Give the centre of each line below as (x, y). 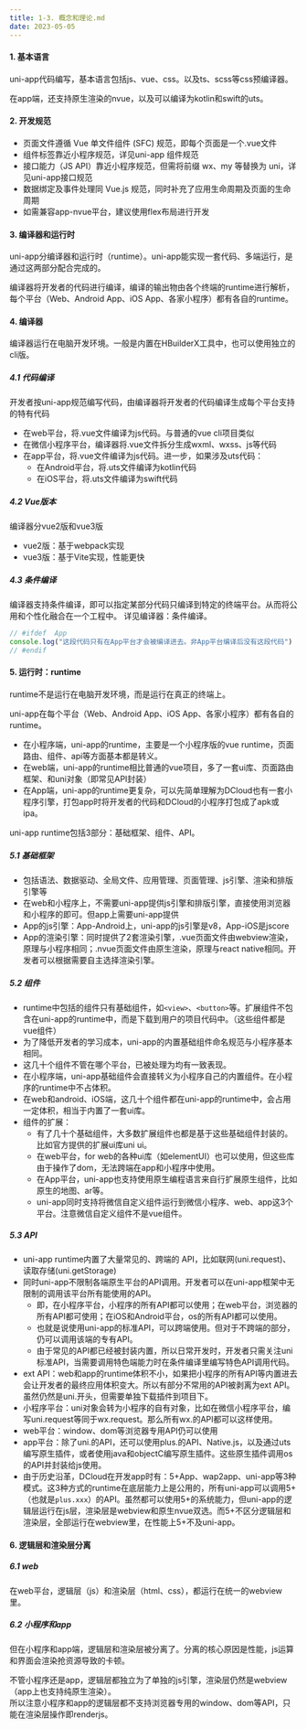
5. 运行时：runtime (46, 672)
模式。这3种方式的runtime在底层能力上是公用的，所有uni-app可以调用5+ (159, 1487)
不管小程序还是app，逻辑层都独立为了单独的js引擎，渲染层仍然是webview (148, 1681)
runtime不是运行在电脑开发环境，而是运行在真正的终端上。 (120, 694)
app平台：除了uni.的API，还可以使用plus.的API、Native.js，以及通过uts (157, 1442)
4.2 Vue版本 (33, 501)
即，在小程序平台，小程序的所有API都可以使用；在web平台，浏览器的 (167, 1305)
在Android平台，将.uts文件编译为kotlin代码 (116, 467)
